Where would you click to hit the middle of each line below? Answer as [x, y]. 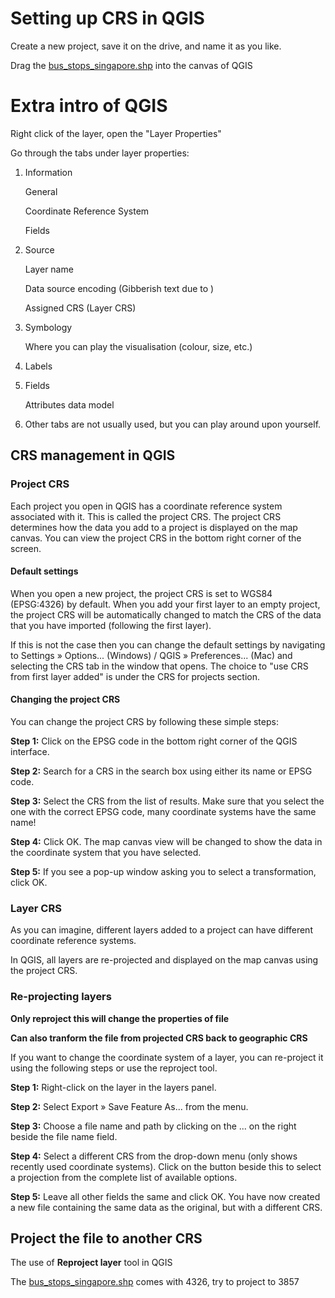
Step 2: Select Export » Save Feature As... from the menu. [129, 1106]
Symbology [48, 327]
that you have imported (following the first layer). [111, 625]
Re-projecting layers [61, 997]
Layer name [49, 269]
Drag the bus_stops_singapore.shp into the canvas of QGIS [131, 65]
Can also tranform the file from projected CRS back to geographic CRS [159, 1038]
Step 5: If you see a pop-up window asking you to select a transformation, [163, 871]
